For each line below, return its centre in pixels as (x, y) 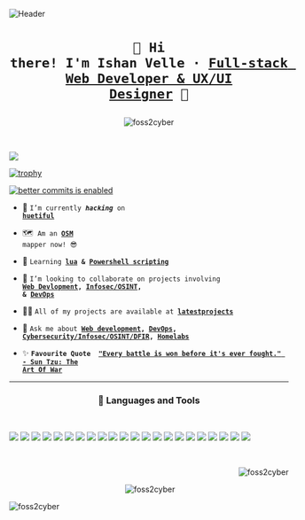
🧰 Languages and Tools (149, 400)
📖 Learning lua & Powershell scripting (95, 261)
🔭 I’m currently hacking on (74, 207)
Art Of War (42, 370)
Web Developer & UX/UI (149, 79)
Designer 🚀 (149, 94)
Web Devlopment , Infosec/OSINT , (82, 287)
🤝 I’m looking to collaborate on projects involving (121, 278)
